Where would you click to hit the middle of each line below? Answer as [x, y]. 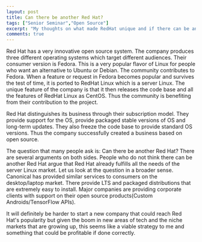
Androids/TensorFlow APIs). [41, 202]
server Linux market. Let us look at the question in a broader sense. [90, 170]
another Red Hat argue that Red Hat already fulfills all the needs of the [93, 164]
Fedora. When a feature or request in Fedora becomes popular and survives [100, 77]
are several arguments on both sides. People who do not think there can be [99, 157]
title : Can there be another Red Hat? [55, 17]
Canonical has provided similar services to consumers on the [82, 177]
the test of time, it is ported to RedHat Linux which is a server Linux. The [96, 83]
